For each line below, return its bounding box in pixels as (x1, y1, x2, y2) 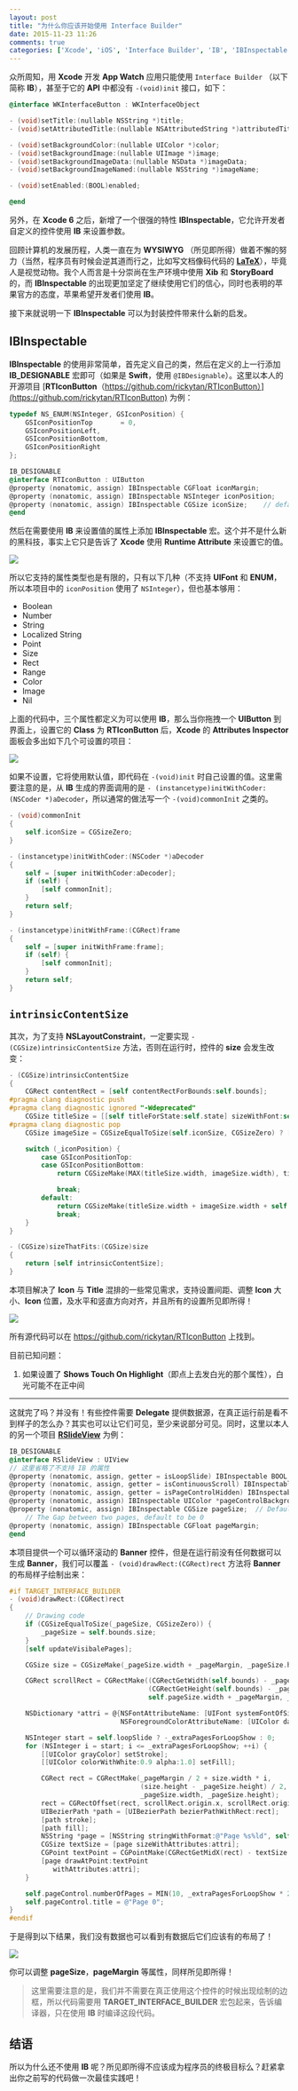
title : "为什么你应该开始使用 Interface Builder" (9, 21, 184, 30)
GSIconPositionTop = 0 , (25, 418, 137, 427)
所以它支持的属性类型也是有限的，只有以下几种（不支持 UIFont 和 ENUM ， (9, 572, 282, 582)
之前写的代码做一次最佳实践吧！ (24, 2072, 142, 2083)
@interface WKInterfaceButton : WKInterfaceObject (9, 100, 200, 109)
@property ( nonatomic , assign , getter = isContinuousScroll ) (9, 1480, 240, 1489)
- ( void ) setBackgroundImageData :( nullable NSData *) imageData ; (9, 157, 248, 166)
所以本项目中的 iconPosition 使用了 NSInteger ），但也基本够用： (9, 583, 244, 594)
